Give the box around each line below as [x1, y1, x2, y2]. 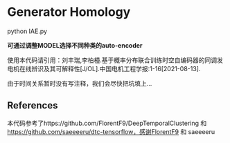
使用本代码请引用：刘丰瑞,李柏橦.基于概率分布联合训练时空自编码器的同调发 [7, 56, 224, 64]
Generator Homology [7, 4, 131, 20]
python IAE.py [7, 27, 47, 35]
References [7, 99, 58, 111]
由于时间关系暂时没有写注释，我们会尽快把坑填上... [7, 79, 152, 87]
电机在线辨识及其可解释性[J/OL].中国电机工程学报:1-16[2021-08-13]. [7, 64, 201, 73]
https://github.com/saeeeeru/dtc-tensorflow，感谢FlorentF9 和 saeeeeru [7, 127, 215, 135]
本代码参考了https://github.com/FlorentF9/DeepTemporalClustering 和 [7, 119, 207, 127]
